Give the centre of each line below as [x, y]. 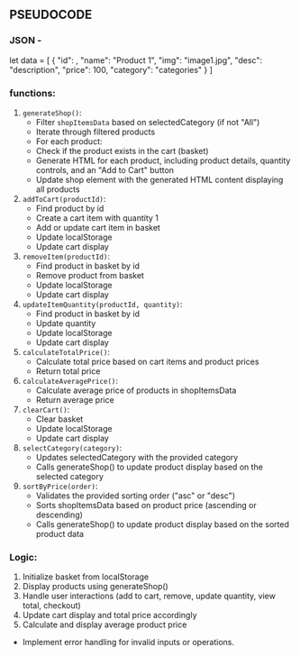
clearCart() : [46, 409]
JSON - [26, 41]
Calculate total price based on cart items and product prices [147, 361]
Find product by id [70, 208]
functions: [32, 93]
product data [59, 533]
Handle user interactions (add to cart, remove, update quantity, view [149, 596]
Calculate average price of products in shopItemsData [136, 390]
